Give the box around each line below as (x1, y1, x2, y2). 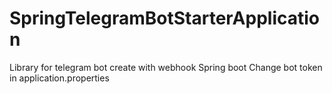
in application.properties (9, 72, 110, 84)
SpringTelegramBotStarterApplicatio (9, 7, 321, 30)
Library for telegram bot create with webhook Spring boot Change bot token (9, 61, 323, 73)
